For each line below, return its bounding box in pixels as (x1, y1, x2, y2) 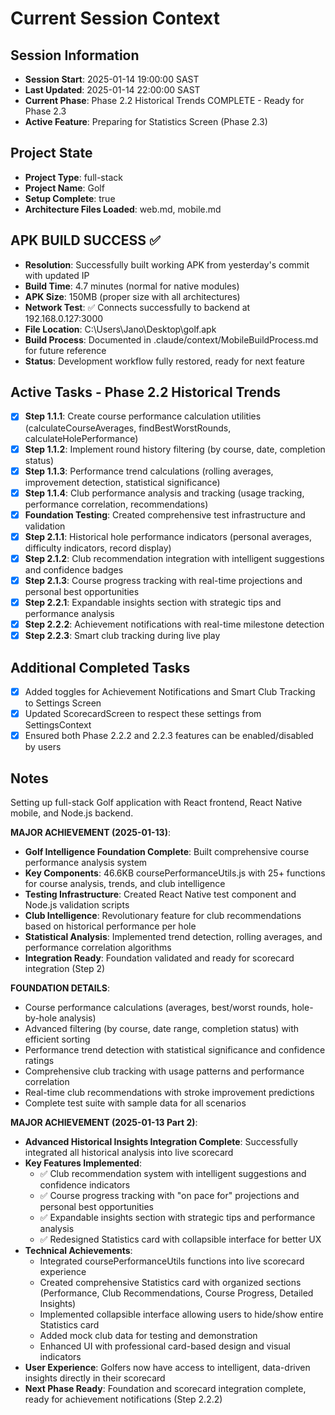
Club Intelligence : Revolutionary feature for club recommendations (24, 909, 302, 921)
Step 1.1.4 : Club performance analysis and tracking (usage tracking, (24, 487, 305, 499)
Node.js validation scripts (24, 898, 130, 911)
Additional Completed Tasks (10, 659, 191, 676)
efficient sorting (24, 1033, 91, 1045)
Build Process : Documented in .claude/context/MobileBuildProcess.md (24, 333, 319, 346)
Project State (10, 145, 93, 162)
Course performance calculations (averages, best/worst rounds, (24, 1001, 290, 1013)
